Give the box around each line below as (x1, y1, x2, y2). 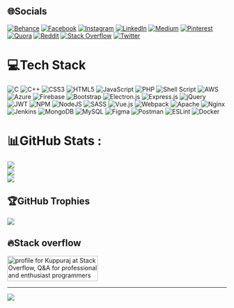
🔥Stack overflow (7, 237, 81, 249)
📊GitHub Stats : (7, 132, 102, 148)
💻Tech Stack (7, 57, 86, 72)
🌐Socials (7, 6, 47, 17)
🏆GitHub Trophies (7, 195, 91, 208)
